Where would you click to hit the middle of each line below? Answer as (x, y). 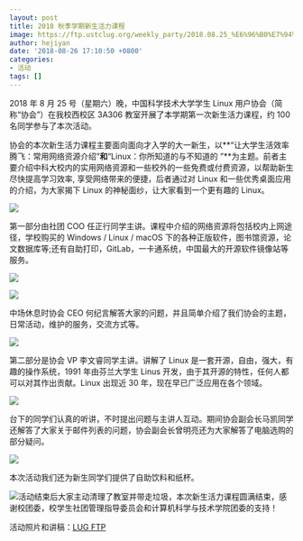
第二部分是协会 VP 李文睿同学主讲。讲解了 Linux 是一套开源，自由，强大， (147, 360)
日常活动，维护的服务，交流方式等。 (77, 324)
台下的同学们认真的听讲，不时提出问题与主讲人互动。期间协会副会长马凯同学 (151, 418)
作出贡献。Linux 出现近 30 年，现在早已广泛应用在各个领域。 (154, 382)
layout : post (34, 18)
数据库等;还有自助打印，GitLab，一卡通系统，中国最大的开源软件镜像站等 (152, 248)
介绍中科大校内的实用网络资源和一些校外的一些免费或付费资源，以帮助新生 (155, 167)
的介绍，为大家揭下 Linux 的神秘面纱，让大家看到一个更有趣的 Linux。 (139, 189)
